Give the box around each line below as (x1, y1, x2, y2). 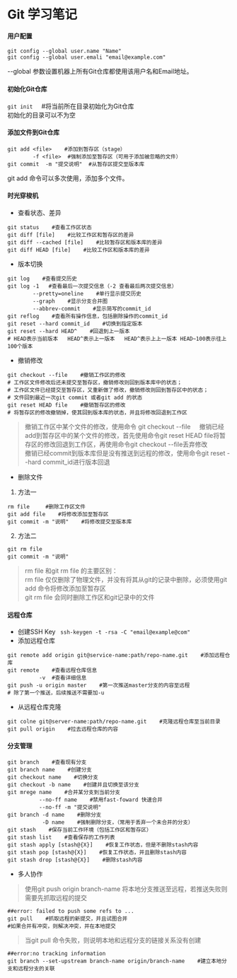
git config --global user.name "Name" (7, 47, 122, 55)
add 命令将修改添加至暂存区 (24, 584, 106, 593)
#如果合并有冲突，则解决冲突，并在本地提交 (7, 923, 116, 930)
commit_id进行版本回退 (42, 458, 110, 466)
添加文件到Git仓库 (7, 128, 60, 136)
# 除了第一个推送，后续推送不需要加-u (7, 689, 105, 697)
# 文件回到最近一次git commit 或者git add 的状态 (7, 394, 143, 401)
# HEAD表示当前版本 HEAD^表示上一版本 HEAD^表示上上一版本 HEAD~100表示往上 (7, 335, 227, 342)
